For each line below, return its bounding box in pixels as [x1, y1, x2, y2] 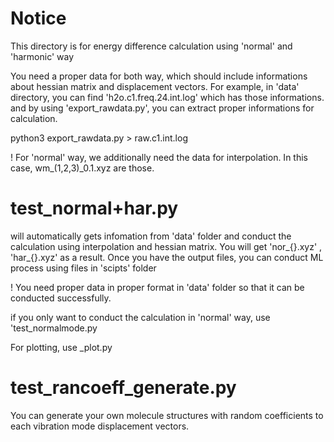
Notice [10, 7, 67, 30]
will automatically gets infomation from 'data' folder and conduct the [10, 230, 292, 242]
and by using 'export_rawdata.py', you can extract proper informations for [10, 102, 315, 114]
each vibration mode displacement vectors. [10, 420, 190, 432]
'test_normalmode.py [10, 322, 98, 334]
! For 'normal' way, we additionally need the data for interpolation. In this [10, 151, 308, 163]
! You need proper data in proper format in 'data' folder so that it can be [10, 281, 305, 293]
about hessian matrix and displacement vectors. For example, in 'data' [10, 80, 300, 92]
